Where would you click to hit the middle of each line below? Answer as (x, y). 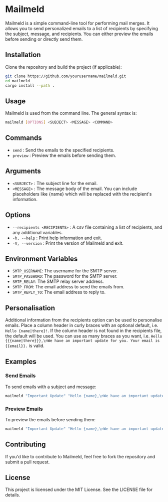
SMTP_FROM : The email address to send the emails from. (68, 287)
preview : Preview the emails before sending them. (64, 155)
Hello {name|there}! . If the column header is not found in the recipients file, (83, 331)
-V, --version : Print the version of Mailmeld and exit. (68, 243)
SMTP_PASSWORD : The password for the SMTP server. (65, 276)
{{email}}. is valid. (25, 346)
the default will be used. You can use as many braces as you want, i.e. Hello (84, 336)
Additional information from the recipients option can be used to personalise (84, 320)
